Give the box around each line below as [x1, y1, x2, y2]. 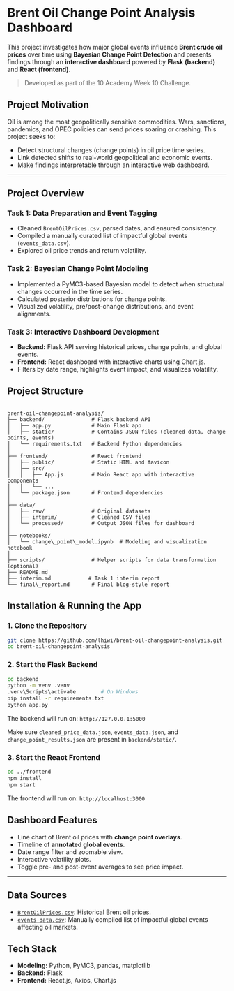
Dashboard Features [7, 814, 97, 826]
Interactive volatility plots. [17, 855, 92, 863]
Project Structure [7, 386, 84, 397]
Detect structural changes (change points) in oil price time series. [17, 145, 205, 154]
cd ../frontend [7, 768, 52, 776]
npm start [7, 781, 36, 788]
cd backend [7, 675, 39, 682]
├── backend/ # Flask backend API [7, 416, 151, 423]
